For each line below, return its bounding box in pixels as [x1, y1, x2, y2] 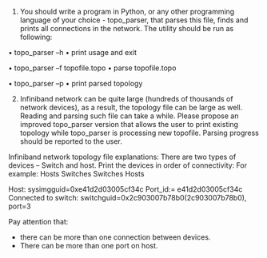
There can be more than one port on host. [19, 241, 158, 250]
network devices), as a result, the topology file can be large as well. [19, 103, 243, 112]
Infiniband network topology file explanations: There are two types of [8, 152, 237, 161]
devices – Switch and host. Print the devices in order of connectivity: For [8, 161, 248, 170]
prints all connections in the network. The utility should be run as [19, 24, 234, 33]
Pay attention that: [8, 217, 69, 226]
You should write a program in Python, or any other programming [19, 7, 235, 16]
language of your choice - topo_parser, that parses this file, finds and [19, 15, 249, 25]
